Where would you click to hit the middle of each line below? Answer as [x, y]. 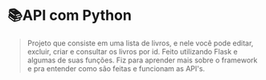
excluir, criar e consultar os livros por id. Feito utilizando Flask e [132, 51]
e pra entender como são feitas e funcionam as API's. [116, 68]
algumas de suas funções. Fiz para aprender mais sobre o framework [142, 60]
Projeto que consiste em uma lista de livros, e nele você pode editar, [140, 43]
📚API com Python [70, 16]
